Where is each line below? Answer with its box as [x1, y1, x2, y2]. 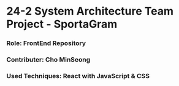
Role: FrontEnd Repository [6, 39, 86, 48]
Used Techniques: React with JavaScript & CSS [6, 71, 150, 80]
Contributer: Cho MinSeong [6, 56, 91, 64]
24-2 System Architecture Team [6, 4, 173, 18]
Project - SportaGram [6, 17, 118, 31]
